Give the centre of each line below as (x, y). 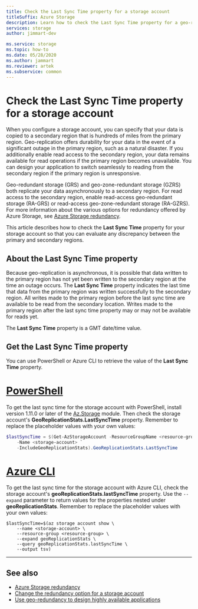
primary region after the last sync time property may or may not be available (98, 311)
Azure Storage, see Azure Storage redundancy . (63, 216)
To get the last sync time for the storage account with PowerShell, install (94, 407)
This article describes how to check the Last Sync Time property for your (95, 228)
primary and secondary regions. (45, 240)
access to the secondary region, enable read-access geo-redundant (89, 197)
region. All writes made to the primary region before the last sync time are (96, 298)
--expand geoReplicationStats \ (56, 539)
